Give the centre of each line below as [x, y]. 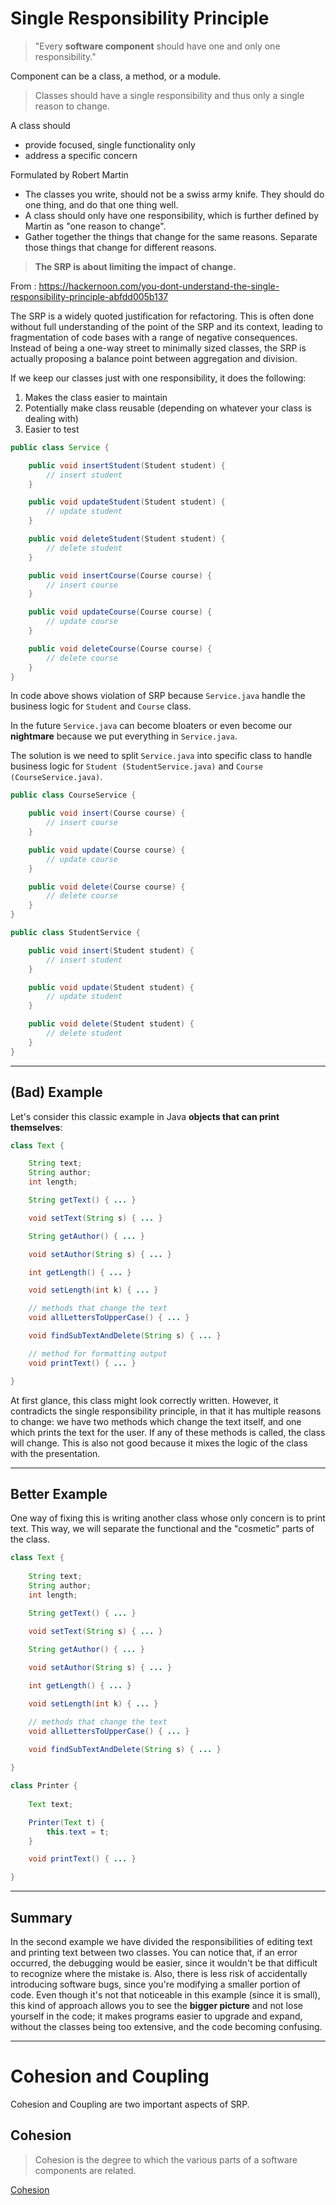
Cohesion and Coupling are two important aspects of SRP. [130, 2104]
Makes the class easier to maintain [96, 397]
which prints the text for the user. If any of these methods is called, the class [168, 1432]
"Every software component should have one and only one [157, 46]
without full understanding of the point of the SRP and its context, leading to [166, 326]
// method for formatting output [98, 1353]
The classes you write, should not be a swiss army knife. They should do [174, 194]
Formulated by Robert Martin [69, 174]
